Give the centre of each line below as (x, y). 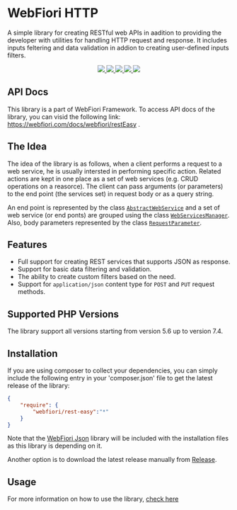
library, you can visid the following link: (64, 117)
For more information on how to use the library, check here (93, 499)
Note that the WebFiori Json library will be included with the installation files (118, 438)
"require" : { (39, 405)
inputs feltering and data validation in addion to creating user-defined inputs (118, 47)
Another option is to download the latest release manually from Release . (112, 460)
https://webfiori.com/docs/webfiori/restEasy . (74, 124)
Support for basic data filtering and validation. (85, 269)
